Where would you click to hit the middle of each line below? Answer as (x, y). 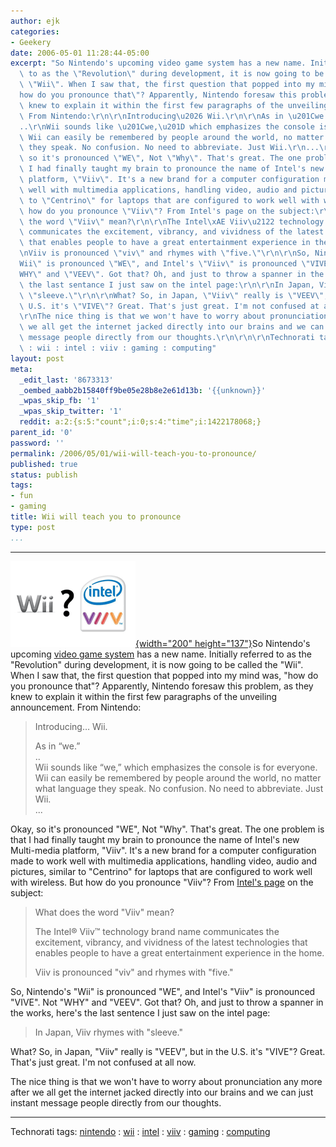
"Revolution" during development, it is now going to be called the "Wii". (157, 664)
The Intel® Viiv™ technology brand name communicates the (157, 931)
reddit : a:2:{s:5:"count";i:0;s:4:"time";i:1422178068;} (140, 422)
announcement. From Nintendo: (76, 707)
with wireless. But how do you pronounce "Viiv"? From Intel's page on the (162, 882)
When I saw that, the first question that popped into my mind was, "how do (164, 675)
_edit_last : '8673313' (66, 380)
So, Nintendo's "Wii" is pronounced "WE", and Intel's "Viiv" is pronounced (163, 991)
